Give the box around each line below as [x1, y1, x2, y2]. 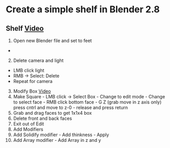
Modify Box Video [13, 88, 51, 94]
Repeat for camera [13, 78, 53, 84]
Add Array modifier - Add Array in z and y [13, 137, 101, 143]
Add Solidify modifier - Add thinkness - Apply [13, 132, 109, 138]
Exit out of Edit [13, 121, 44, 126]
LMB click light [13, 68, 45, 73]
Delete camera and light [13, 57, 64, 64]
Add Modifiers [13, 126, 43, 132]
